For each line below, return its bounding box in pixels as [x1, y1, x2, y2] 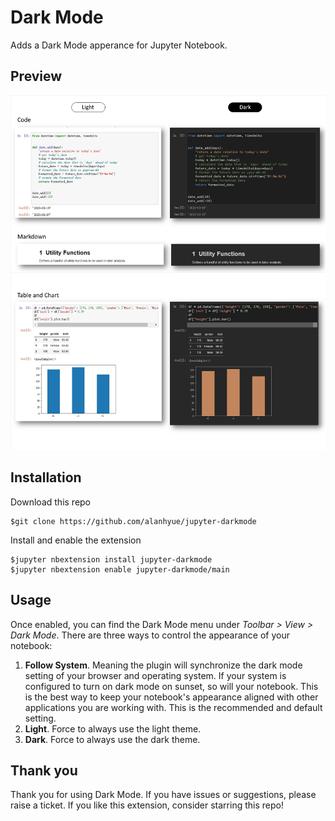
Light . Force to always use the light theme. [24, 722, 202, 735]
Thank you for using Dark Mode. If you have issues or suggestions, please [10, 789, 317, 801]
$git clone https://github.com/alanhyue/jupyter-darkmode [10, 516, 257, 526]
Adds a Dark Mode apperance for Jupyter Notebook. [10, 39, 228, 51]
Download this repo [10, 496, 92, 508]
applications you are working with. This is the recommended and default [24, 701, 323, 713]
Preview [10, 68, 63, 85]
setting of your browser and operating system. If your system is [24, 669, 287, 681]
